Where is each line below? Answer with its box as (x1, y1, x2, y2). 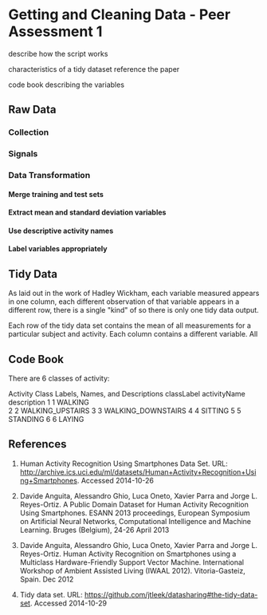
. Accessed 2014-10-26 (77, 475, 154, 485)
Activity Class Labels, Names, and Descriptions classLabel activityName (8, 389, 245, 399)
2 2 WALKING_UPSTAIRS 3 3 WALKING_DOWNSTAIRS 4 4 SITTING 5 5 (8, 406, 241, 416)
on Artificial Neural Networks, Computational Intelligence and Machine (19, 516, 251, 526)
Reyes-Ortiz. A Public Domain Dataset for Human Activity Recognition (19, 499, 249, 509)
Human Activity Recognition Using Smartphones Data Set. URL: (19, 459, 229, 468)
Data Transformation (8, 170, 91, 181)
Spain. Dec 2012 (19, 574, 74, 584)
